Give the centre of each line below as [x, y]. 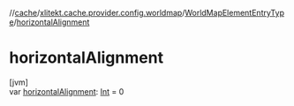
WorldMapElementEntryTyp [235, 13]
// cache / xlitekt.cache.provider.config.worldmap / [97, 13]
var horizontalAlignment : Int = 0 [67, 91]
